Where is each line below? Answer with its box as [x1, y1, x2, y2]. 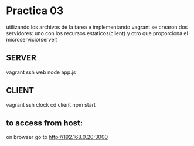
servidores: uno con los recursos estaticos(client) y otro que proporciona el [6, 29, 189, 36]
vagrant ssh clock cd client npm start [6, 101, 96, 108]
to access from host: [6, 118, 83, 128]
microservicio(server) [6, 36, 59, 43]
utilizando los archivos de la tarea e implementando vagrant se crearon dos [6, 23, 188, 30]
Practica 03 [6, 4, 64, 18]
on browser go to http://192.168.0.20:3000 [6, 134, 108, 141]
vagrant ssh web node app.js [6, 69, 76, 76]
